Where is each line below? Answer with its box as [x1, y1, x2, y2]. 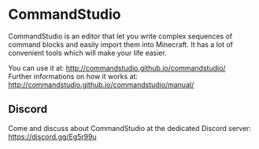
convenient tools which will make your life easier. [8, 48, 167, 57]
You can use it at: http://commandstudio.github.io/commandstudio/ [8, 63, 226, 72]
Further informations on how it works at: [8, 71, 139, 81]
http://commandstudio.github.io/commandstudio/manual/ [8, 80, 194, 89]
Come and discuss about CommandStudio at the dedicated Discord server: [8, 123, 252, 133]
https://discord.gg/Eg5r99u [8, 132, 97, 141]
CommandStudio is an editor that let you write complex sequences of [8, 31, 233, 41]
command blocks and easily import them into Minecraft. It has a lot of [8, 39, 234, 49]
